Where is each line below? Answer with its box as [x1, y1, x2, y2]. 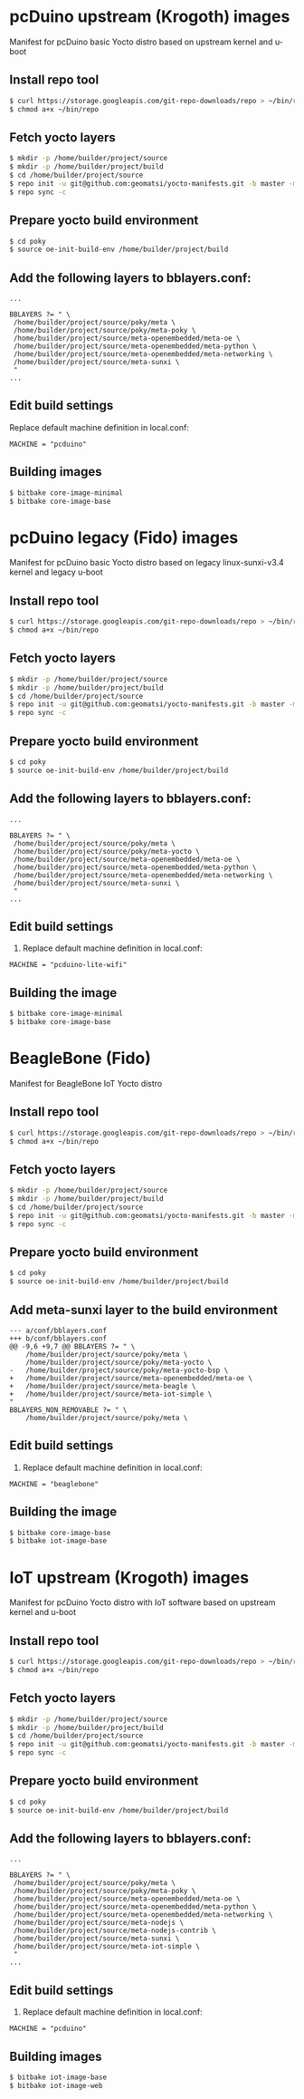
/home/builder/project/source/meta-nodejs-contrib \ [13, 1926, 217, 1936]
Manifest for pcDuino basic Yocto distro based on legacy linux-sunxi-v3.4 [9, 557, 285, 568]
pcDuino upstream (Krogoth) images [9, 6, 290, 27]
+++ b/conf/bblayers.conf [9, 1334, 107, 1343]
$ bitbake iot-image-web [9, 2081, 103, 2090]
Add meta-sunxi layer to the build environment [9, 1302, 279, 1318]
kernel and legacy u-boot [9, 566, 104, 577]
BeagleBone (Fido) [9, 1049, 152, 1069]
